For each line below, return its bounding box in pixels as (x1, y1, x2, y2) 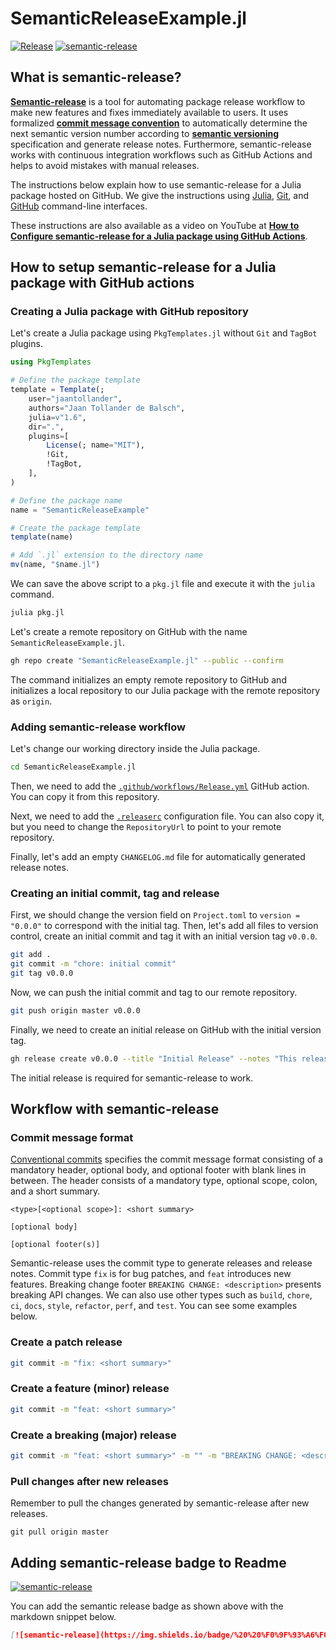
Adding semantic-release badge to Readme (10, 1554, 287, 1571)
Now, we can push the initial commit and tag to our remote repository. (10, 986, 298, 998)
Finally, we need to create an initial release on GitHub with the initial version (10, 1023, 322, 1036)
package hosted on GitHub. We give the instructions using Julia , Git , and (10, 189, 310, 201)
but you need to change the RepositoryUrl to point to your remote (10, 820, 282, 832)
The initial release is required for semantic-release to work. (10, 1072, 254, 1084)
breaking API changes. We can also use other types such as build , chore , (10, 1289, 313, 1301)
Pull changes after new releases (10, 1474, 170, 1488)
